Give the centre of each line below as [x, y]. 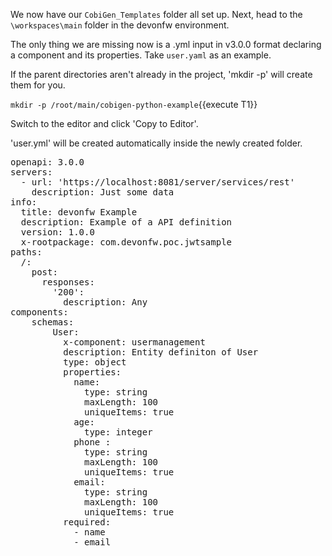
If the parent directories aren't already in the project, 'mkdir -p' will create [161, 74]
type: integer [118, 432]
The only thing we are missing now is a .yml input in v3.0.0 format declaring [166, 44]
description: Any [105, 302]
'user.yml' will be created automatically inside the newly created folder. [156, 143]
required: [87, 522]
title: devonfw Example [79, 212]
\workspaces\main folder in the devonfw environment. [120, 25]
